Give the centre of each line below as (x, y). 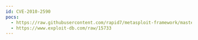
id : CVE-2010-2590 (28, 11)
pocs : (12, 17)
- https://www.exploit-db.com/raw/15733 (61, 28)
